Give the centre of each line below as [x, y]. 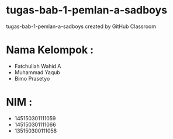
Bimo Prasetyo [32, 78]
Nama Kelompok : [50, 50]
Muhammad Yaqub [37, 72]
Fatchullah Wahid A [38, 66]
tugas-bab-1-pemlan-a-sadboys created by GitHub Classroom [81, 26]
